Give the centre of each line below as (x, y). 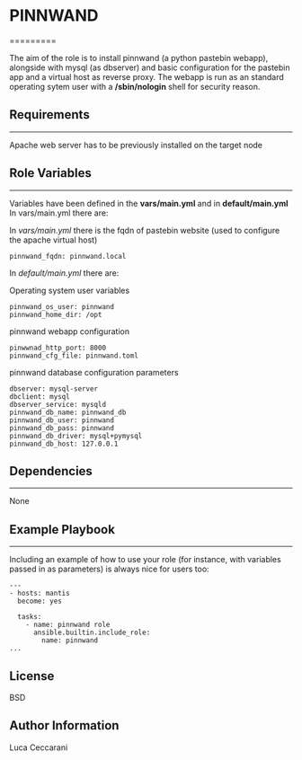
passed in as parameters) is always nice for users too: (109, 569)
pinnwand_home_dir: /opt (56, 314)
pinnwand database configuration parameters (94, 372)
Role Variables (50, 173)
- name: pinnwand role (68, 625)
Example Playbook (62, 530)
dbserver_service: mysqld (58, 404)
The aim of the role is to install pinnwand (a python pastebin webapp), (139, 57)
